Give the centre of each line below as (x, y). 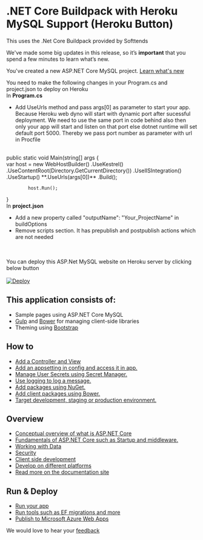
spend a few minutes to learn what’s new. (58, 59)
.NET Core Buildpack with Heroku (92, 11)
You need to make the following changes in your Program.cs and (87, 83)
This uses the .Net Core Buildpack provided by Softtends (77, 41)
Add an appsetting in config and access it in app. (76, 368)
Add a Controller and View (48, 361)
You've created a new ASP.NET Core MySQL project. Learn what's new (95, 70)
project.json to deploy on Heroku (47, 89)
